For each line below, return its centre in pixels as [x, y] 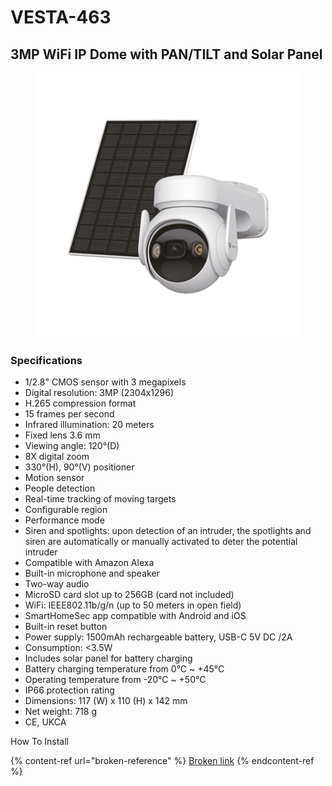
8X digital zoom [57, 457]
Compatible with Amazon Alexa [89, 563]
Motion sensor [54, 478]
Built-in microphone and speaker [92, 573]
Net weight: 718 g [60, 712]
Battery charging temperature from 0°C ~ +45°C [124, 669]
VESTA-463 [61, 17]
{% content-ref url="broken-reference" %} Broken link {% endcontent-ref [162, 761]
